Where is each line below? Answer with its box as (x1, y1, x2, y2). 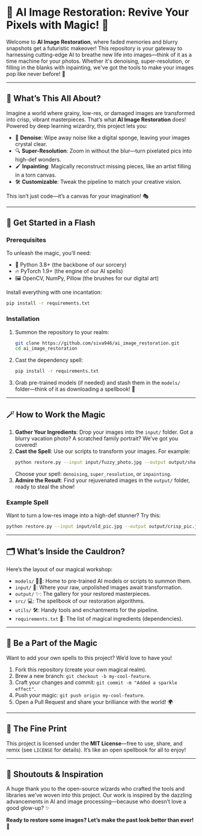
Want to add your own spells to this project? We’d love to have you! (6, 654, 173, 661)
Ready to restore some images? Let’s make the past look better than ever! (6, 817, 194, 824)
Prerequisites (6, 236, 46, 244)
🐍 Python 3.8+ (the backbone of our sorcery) (14, 261, 127, 268)
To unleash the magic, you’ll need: (6, 250, 91, 257)
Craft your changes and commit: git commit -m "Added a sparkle (14, 679, 177, 686)
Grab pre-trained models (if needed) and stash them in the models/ (14, 379, 180, 387)
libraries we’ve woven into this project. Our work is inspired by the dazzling (6, 791, 192, 799)
